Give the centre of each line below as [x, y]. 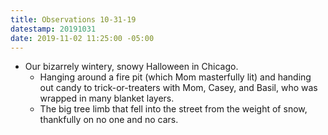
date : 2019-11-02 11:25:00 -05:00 [82, 38]
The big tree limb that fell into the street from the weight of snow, [173, 109]
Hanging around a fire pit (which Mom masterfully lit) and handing [175, 77]
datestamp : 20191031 [53, 29]
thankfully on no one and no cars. [109, 120]
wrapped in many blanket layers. [107, 98]
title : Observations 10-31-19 [73, 19]
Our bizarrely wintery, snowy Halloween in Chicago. [131, 67]
